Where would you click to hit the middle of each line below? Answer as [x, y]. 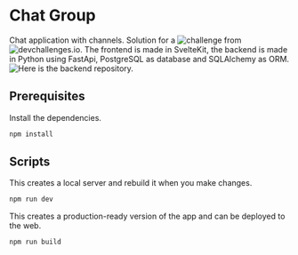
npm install [31, 134]
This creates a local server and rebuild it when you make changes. [131, 183]
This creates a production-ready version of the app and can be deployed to [147, 216]
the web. [25, 226]
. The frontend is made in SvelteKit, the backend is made [184, 49]
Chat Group [52, 16]
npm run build [36, 242]
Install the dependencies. [56, 117]
